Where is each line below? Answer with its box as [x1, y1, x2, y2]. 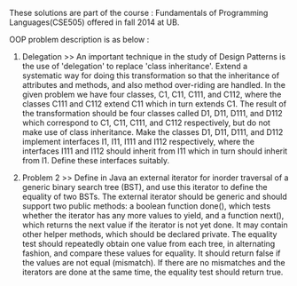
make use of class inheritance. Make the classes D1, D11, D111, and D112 [21, 127, 284, 137]
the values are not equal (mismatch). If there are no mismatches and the [21, 258, 285, 267]
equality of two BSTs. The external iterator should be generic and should [21, 191, 288, 202]
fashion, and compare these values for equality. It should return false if [21, 248, 281, 258]
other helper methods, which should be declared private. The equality [21, 229, 277, 239]
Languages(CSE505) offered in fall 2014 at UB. [9, 17, 180, 28]
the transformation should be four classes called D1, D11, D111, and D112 [21, 108, 284, 118]
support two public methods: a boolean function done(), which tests [21, 201, 271, 211]
